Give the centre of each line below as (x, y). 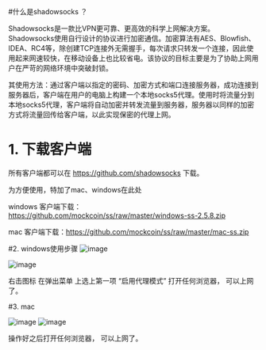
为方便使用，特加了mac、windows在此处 (75, 189)
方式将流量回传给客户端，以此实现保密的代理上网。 (92, 114)
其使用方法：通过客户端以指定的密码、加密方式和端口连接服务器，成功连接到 (133, 85)
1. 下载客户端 (50, 150)
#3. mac (22, 306)
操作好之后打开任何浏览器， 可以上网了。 (75, 338)
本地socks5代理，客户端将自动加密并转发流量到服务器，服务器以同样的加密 (131, 105)
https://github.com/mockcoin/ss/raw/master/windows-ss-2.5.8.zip (117, 215)
